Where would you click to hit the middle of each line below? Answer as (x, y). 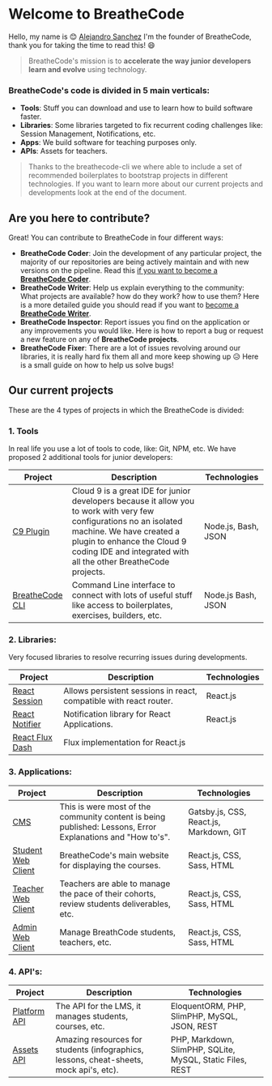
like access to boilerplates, (122, 606)
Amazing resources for (99, 1040)
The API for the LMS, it (98, 1007)
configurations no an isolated (127, 522)
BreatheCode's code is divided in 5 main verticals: (109, 90)
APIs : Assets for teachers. (64, 151)
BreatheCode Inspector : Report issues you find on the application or (135, 322)
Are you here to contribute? (79, 218)
